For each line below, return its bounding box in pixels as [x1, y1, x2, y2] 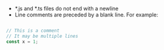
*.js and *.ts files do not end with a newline [14, 5, 119, 12]
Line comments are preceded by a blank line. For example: [14, 11, 159, 18]
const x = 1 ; [6, 38, 39, 45]
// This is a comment [6, 28, 60, 34]
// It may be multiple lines [6, 33, 78, 39]
